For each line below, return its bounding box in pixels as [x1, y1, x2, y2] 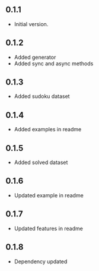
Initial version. [14, 20, 49, 27]
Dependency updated [14, 258, 68, 265]
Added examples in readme [14, 126, 82, 133]
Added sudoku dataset [14, 93, 70, 100]
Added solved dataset [14, 159, 68, 166]
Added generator [14, 53, 56, 61]
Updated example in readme [14, 191, 84, 198]
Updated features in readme [14, 225, 84, 232]
